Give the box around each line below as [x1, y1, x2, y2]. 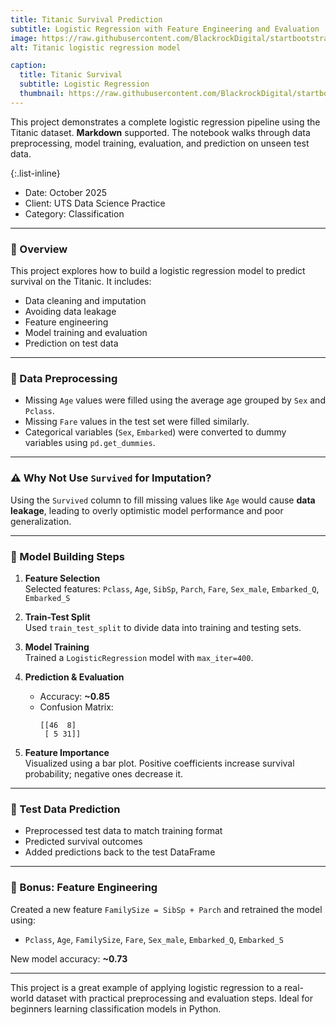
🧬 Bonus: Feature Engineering [10, 881, 158, 895]
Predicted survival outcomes [24, 836, 143, 848]
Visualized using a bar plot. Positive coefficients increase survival [24, 757, 295, 769]
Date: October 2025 [24, 186, 108, 198]
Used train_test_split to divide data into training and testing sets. [24, 621, 302, 633]
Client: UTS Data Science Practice [24, 197, 166, 209]
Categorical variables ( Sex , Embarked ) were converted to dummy [24, 426, 287, 438]
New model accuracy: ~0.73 [10, 952, 128, 965]
